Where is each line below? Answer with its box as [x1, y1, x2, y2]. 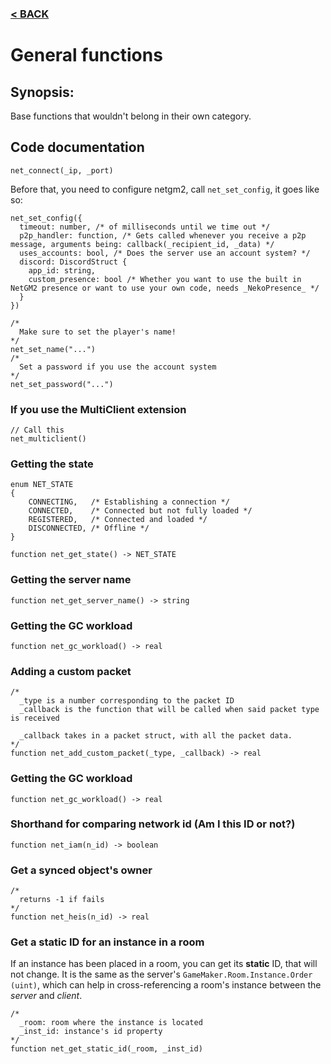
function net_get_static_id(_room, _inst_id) [10, 1044, 203, 1054]
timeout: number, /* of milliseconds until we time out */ [19, 222, 271, 232]
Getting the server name [10, 573, 132, 587]
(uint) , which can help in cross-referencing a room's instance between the [10, 979, 322, 991]
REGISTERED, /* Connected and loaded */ [28, 515, 208, 525]
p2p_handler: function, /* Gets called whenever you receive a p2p [19, 230, 307, 241]
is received [10, 713, 60, 724]
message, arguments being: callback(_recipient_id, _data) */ [10, 239, 275, 249]
